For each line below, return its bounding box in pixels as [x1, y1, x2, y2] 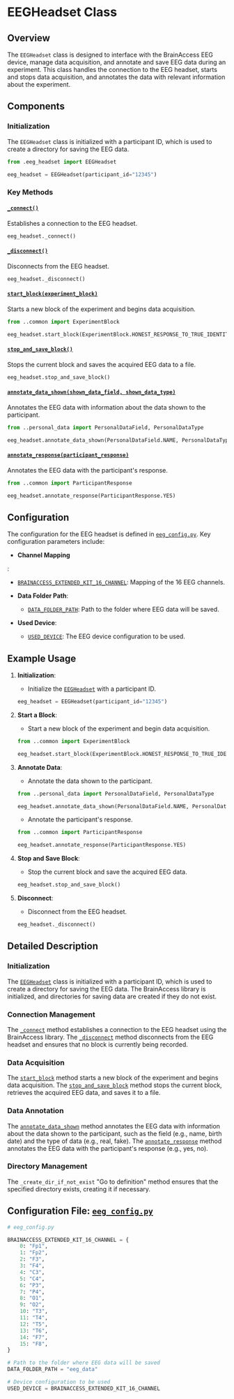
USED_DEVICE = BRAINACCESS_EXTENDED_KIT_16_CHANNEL [7, 1385, 160, 1392]
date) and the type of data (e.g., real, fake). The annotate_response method [7, 1137, 222, 1145]
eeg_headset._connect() [7, 232, 77, 240]
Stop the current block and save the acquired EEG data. [27, 868, 187, 876]
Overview [7, 32, 51, 44]
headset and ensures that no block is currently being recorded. [7, 1040, 188, 1049]
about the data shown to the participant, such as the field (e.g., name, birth [7, 1129, 222, 1138]
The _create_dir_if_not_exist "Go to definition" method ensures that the [7, 1177, 219, 1186]
